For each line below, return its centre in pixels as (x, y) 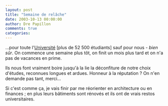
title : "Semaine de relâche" (36, 15)
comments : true (21, 29)
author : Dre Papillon (28, 24)
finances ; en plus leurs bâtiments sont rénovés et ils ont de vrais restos (80, 94)
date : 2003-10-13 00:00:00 (34, 19)
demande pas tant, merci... (33, 79)
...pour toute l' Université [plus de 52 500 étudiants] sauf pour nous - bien (82, 47)
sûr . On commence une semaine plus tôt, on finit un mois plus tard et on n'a (84, 53)
